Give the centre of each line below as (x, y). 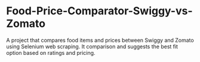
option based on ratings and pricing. (51, 52)
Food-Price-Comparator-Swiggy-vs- (99, 11)
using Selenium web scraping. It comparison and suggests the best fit (92, 46)
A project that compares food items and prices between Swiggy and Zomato (100, 40)
